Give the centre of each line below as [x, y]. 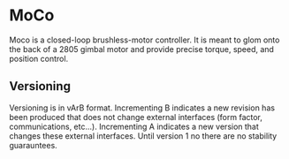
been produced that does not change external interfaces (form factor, [136, 117]
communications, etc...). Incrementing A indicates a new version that [134, 126]
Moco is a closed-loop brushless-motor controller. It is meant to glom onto [144, 40]
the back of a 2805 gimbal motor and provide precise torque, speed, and [141, 49]
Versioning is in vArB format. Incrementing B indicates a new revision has [142, 108]
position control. [39, 58]
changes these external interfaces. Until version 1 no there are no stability [143, 136]
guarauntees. [33, 145]
